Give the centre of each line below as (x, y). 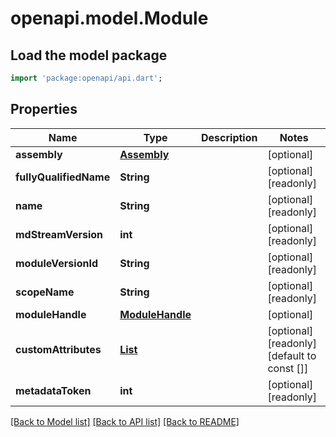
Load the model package (89, 55)
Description (229, 137)
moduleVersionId (57, 263)
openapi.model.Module (109, 18)
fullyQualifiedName (63, 177)
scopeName (45, 292)
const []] (288, 368)
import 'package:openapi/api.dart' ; (86, 78)
